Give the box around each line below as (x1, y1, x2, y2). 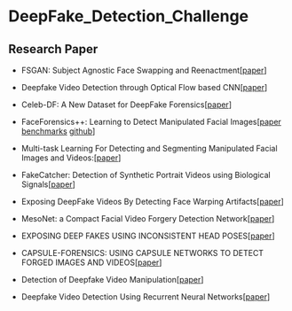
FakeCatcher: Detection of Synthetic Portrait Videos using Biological (20, 170, 272, 180)
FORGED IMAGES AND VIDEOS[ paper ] (20, 257, 162, 268)
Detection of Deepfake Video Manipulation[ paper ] (20, 275, 204, 284)
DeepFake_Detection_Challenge (8, 6, 249, 27)
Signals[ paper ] (20, 179, 76, 190)
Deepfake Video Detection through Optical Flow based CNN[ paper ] (20, 82, 268, 92)
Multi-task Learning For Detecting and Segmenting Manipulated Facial (20, 144, 278, 153)
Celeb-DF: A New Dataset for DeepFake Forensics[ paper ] (20, 99, 233, 110)
